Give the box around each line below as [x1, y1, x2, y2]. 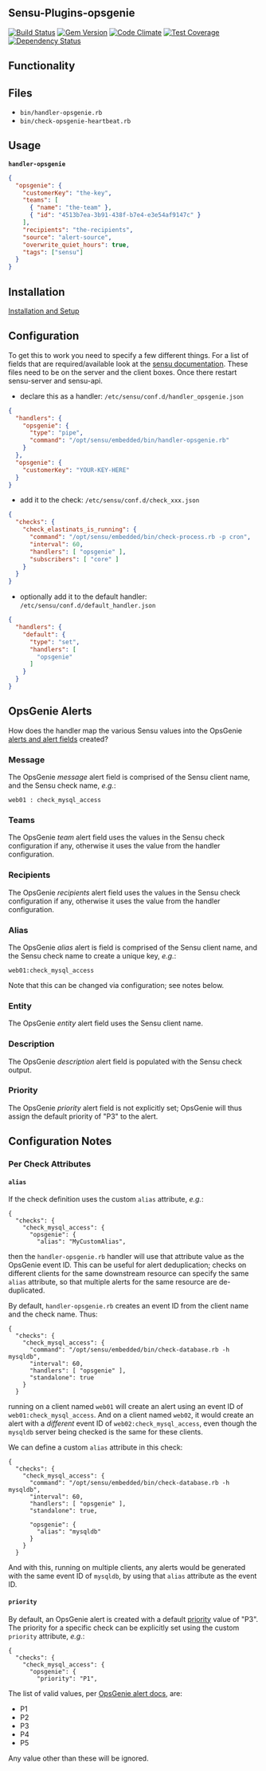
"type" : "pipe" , [29, 429, 84, 437]
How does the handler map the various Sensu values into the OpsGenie [8, 726, 243, 735]
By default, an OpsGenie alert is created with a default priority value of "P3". [8, 1614, 259, 1623]
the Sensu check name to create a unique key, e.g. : [8, 950, 177, 960]
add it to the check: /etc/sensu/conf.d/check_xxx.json [19, 495, 200, 505]
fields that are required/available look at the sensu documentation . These [8, 359, 248, 368]
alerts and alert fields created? [8, 734, 109, 744]
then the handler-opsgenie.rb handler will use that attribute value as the [8, 1252, 244, 1261]
